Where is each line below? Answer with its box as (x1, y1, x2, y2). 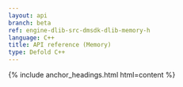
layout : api (8, 11, 48, 20)
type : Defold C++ (8, 48, 66, 56)
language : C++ (8, 33, 55, 42)
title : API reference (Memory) (8, 41, 112, 49)
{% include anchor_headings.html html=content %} (8, 70, 176, 79)
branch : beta (8, 19, 51, 27)
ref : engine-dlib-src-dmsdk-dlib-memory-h (8, 26, 151, 34)
